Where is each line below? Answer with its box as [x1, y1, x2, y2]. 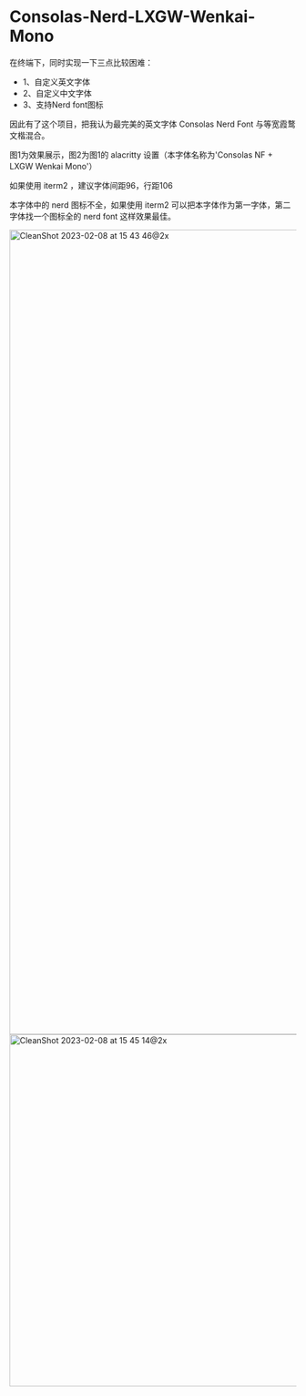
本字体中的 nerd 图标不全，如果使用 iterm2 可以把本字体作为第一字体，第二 [9, 199, 291, 210]
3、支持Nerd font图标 [22, 98, 104, 110]
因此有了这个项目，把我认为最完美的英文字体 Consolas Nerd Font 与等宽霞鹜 [9, 118, 296, 129]
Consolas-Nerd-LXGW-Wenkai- [9, 6, 256, 27]
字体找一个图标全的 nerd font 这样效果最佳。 [9, 210, 176, 221]
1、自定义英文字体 [22, 76, 91, 87]
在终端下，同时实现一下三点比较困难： [9, 56, 153, 67]
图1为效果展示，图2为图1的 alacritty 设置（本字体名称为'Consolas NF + [9, 149, 273, 160]
